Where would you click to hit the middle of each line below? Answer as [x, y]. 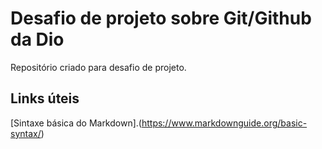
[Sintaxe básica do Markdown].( [76, 123]
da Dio [37, 39]
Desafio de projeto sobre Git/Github [161, 18]
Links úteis [45, 98]
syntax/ [26, 133]
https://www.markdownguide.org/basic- [224, 123]
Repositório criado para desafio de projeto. [98, 67]
